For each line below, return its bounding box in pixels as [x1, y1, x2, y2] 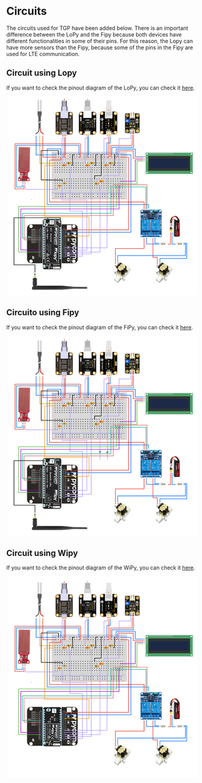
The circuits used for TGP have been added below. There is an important [6, 24, 189, 32]
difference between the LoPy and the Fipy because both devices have [6, 30, 182, 38]
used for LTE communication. [6, 50, 80, 57]
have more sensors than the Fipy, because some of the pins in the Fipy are [6, 44, 193, 51]
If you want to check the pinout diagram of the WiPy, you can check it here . [6, 564, 196, 571]
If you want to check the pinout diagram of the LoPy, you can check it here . [6, 84, 195, 91]
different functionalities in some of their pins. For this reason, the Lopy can [6, 37, 193, 44]
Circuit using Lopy [6, 68, 77, 78]
